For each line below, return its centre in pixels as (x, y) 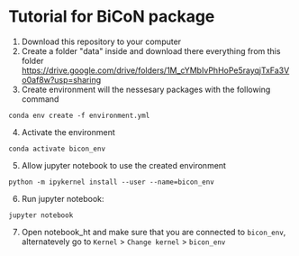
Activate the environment (68, 132)
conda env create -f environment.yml (79, 115)
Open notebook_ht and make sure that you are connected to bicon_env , (154, 232)
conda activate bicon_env (57, 149)
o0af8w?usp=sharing (61, 79)
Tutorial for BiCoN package (112, 17)
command (40, 99)
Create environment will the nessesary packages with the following (146, 89)
